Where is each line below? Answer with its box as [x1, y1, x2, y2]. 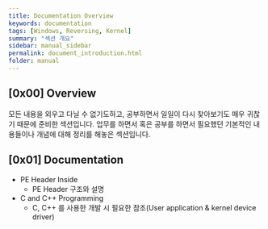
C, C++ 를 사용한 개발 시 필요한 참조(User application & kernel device [31, 202, 257, 212]
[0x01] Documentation [8, 153, 124, 167]
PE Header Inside [19, 174, 78, 184]
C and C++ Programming [19, 193, 104, 202]
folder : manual [8, 57, 60, 65]
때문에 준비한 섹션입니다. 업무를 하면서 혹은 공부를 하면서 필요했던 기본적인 [16, 119, 252, 129]
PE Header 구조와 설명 [31, 184, 105, 194]
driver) [31, 211, 55, 222]
